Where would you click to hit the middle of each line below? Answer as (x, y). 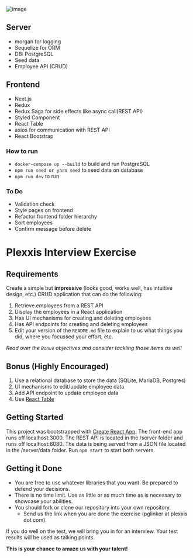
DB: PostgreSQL (34, 54)
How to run (22, 151)
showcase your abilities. (44, 501)
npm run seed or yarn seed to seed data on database (79, 170)
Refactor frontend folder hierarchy (56, 217)
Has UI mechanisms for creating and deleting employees (83, 318)
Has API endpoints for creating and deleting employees (81, 324)
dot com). (35, 519)
